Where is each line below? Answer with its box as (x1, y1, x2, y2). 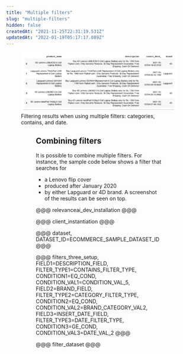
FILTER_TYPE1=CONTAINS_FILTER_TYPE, (36, 266, 137, 273)
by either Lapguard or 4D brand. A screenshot (44, 188, 157, 195)
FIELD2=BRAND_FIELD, (36, 285, 93, 292)
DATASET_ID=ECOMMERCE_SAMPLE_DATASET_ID (36, 235, 160, 243)
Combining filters (36, 136, 102, 146)
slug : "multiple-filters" (6, 15, 70, 22)
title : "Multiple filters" (6, 10, 73, 15)
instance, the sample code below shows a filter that (36, 158, 162, 165)
